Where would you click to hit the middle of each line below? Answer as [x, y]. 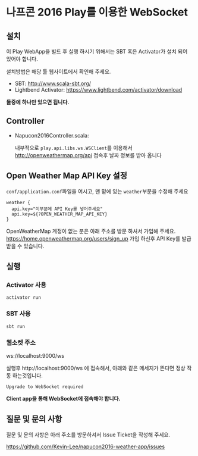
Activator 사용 [26, 285]
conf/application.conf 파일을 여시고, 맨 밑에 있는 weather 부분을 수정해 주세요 [97, 191]
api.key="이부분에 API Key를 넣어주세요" [57, 209]
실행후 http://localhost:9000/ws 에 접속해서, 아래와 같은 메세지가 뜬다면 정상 [96, 368]
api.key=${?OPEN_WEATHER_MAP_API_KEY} [60, 214]
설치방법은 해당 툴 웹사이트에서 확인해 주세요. [59, 71]
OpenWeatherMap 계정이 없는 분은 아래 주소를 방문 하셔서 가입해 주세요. [91, 231]
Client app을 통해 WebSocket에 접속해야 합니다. [63, 398]
